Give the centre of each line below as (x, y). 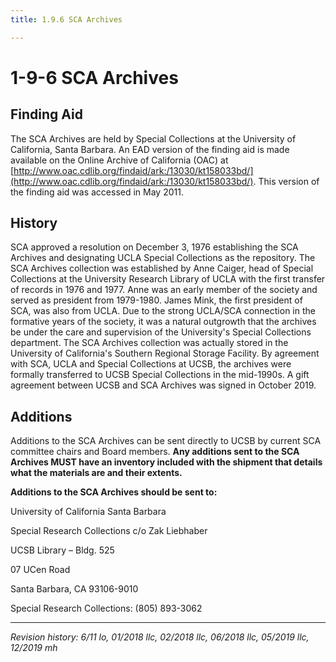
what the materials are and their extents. (96, 473)
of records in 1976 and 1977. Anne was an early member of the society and (164, 290)
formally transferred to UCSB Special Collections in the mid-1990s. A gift (160, 375)
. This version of (286, 181)
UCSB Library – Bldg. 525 (62, 550)
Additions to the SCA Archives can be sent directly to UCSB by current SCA (166, 441)
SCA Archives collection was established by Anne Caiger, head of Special (162, 268)
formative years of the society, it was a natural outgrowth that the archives (163, 322)
